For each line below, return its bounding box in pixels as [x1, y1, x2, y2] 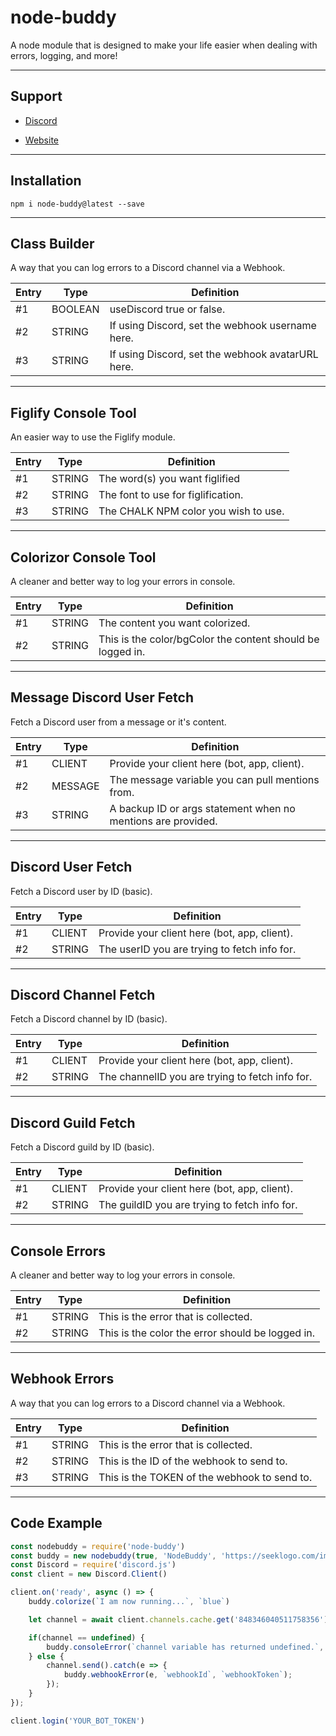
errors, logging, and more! [10, 49, 118, 61]
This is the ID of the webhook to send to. [98, 1454, 288, 1468]
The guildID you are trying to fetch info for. [98, 1198, 298, 1212]
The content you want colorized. [98, 616, 251, 630]
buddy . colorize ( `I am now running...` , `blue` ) [28, 1597, 230, 1607]
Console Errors [10, 1242, 106, 1260]
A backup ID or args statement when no [109, 801, 296, 815]
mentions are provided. [109, 814, 218, 828]
